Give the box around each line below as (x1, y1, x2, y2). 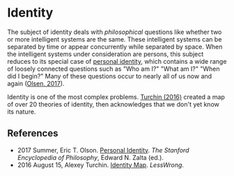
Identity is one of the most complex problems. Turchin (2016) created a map (7, 92, 225, 101)
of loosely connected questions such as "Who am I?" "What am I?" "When (7, 64, 220, 73)
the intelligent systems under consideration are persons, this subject (7, 50, 204, 58)
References (7, 127, 58, 139)
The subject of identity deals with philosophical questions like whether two (7, 28, 222, 36)
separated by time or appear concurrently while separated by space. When (7, 42, 223, 51)
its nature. (7, 107, 36, 116)
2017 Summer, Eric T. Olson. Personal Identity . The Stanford (17, 146, 189, 154)
